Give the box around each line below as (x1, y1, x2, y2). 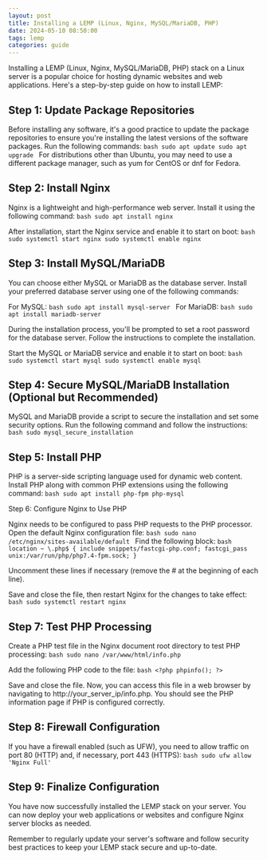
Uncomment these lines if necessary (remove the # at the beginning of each (8, 566, 259, 575)
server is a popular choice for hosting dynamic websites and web (8, 72, 223, 81)
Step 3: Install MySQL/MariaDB (8, 257, 166, 270)
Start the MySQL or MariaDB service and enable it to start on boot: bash (8, 348, 243, 357)
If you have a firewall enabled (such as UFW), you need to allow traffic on (8, 741, 249, 751)
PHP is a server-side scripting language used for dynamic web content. (8, 471, 243, 481)
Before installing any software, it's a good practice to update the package (8, 124, 249, 134)
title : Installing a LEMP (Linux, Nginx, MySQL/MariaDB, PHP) (8, 19, 219, 27)
